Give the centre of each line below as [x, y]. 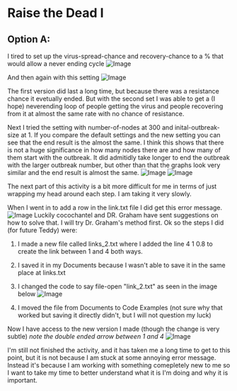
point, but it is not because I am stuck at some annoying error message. [112, 358]
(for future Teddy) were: [42, 230]
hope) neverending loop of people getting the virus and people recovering [115, 106]
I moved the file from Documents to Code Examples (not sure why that [120, 307]
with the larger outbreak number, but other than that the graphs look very [114, 165]
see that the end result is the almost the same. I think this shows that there [116, 142]
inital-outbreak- [197, 127]
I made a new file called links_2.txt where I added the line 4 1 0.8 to [115, 244]
